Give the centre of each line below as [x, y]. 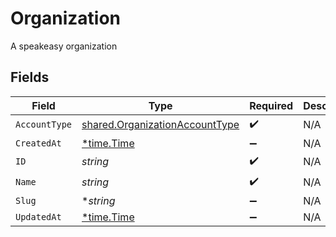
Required [271, 105]
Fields [30, 77]
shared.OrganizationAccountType [160, 125]
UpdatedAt [38, 216]
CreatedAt [38, 143]
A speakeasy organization [64, 46]
